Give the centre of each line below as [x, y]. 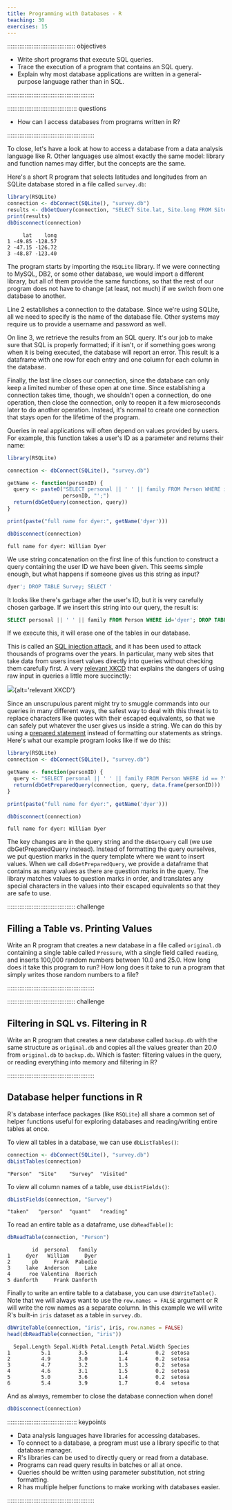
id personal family [65, 1250]
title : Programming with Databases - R [65, 14]
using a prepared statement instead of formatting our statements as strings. [115, 733]
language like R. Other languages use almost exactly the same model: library [116, 156]
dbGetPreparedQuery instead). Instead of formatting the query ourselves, [112, 849]
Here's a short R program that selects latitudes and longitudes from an [107, 177]
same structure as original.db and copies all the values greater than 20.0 [112, 1047]
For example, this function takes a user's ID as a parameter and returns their [115, 438]
